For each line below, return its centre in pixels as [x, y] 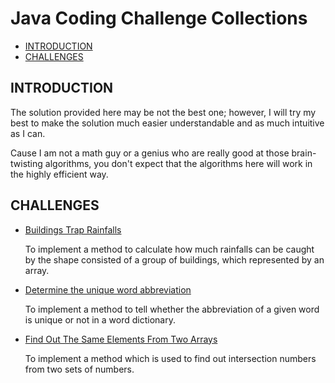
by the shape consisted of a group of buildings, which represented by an [174, 259]
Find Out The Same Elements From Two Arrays [121, 339]
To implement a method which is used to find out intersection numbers [170, 358]
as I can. [28, 133]
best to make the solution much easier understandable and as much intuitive [167, 123]
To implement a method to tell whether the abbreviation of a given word [172, 309]
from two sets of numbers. [79, 369]
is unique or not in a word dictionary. [100, 319]
